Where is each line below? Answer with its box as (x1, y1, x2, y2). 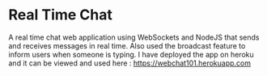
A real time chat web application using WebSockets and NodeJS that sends (8, 32, 260, 42)
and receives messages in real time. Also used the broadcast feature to (8, 40, 246, 50)
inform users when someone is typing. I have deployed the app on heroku (8, 49, 255, 59)
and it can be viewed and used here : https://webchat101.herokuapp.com (8, 58, 251, 68)
